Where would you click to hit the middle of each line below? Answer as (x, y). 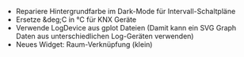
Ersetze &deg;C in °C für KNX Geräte (76, 20)
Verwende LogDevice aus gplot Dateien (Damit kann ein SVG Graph (126, 28)
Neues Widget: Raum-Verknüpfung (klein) (84, 45)
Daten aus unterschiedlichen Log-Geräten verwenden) (105, 36)
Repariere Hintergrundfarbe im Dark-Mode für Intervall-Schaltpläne (126, 11)
